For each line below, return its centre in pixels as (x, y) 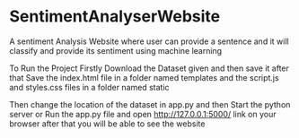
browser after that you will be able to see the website (107, 124)
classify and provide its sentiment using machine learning (116, 50)
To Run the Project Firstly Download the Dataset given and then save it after (149, 68)
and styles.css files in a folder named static (89, 87)
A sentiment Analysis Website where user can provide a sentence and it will (149, 41)
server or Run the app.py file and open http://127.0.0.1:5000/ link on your (143, 114)
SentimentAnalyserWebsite (115, 17)
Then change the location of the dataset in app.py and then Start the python (150, 104)
